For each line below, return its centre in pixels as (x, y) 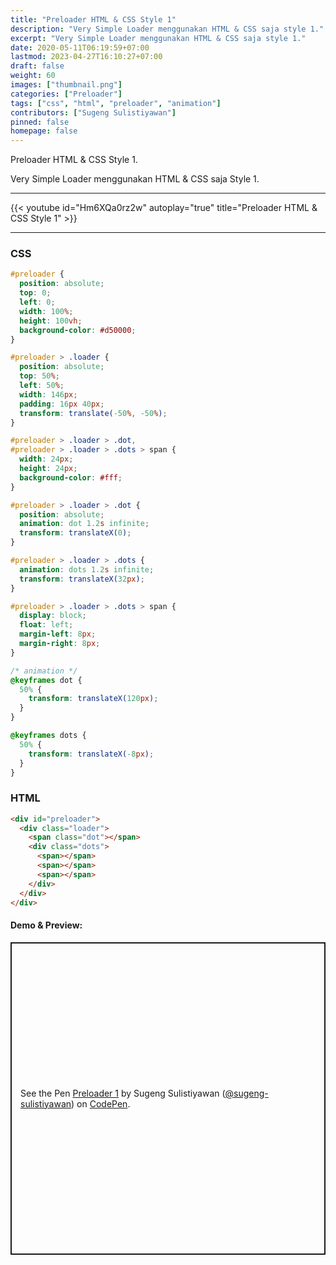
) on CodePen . (101, 1103)
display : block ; (53, 616)
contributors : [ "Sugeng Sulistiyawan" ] (93, 112)
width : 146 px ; (48, 394)
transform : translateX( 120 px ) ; (93, 699)
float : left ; (46, 625)
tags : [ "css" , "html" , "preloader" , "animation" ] (116, 103)
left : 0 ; (37, 302)
